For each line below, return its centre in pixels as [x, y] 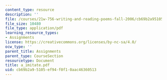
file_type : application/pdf [34, 28]
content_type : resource [30, 10]
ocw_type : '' [19, 47]
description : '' [22, 14]
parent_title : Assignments [33, 51]
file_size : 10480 [23, 24]
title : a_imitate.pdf [28, 65]
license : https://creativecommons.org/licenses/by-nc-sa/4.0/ [71, 42]
